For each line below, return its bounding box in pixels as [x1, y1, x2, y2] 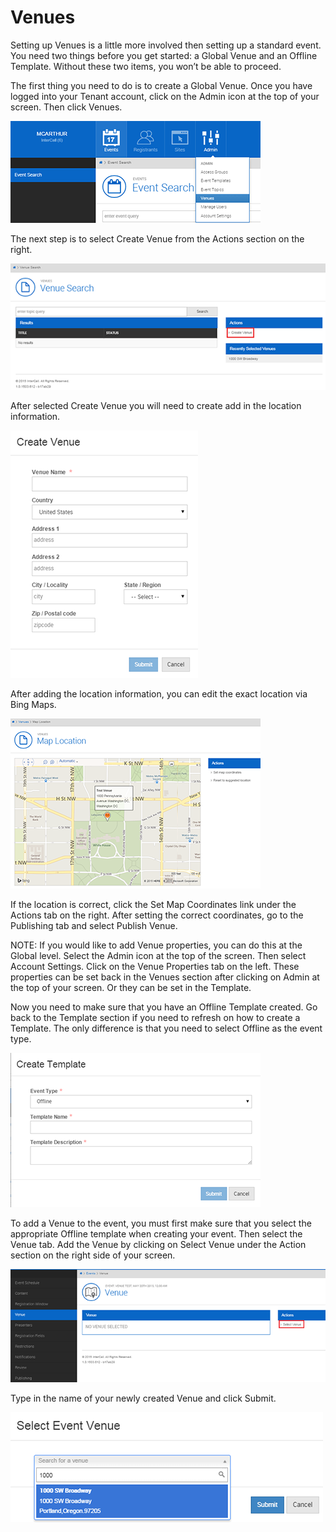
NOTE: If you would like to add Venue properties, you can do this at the [10, 939, 303, 951]
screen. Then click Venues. [10, 101, 123, 113]
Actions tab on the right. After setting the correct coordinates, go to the [10, 909, 304, 921]
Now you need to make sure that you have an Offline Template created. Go [10, 1001, 318, 1013]
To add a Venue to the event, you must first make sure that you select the [10, 1217, 312, 1229]
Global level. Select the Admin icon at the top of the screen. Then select [10, 949, 307, 961]
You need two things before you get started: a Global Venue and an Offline [10, 49, 318, 61]
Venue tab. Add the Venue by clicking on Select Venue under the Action [10, 1238, 307, 1250]
